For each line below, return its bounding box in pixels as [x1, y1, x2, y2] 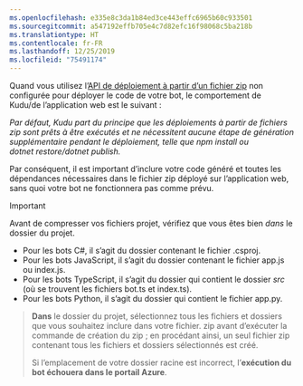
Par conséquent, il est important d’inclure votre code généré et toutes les [9, 164, 282, 174]
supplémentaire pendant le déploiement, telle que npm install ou [9, 137, 250, 147]
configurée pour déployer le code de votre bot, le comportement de [9, 90, 262, 101]
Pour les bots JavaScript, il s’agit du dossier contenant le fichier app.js [22, 255, 285, 265]
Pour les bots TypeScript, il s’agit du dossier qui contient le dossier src [22, 274, 285, 285]
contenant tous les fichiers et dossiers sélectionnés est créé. [31, 340, 259, 350]
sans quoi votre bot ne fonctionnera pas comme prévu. [9, 183, 214, 193]
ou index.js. [22, 265, 66, 275]
